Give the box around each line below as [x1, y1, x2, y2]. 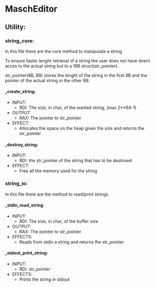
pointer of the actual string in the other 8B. [5, 77, 90, 83]
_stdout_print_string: [5, 250, 48, 256]
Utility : [5, 23, 26, 31]
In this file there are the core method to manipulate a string [5, 48, 123, 54]
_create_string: [5, 89, 36, 94]
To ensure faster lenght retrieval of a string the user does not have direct [5, 57, 150, 64]
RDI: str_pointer [19, 266, 51, 272]
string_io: [5, 180, 28, 187]
